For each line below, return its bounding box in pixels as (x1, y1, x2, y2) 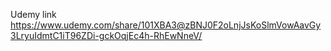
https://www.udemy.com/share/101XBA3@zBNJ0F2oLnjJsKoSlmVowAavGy (10, 19, 322, 31)
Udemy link (10, 9, 57, 20)
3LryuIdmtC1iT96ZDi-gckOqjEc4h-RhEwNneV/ (10, 30, 203, 41)
